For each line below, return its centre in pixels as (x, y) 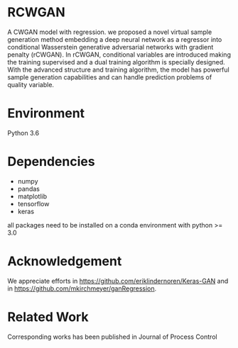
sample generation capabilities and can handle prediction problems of (110, 77)
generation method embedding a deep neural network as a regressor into (115, 39)
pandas (29, 189)
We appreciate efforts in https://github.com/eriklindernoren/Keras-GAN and (118, 281)
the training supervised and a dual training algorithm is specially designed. (116, 62)
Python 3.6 (23, 133)
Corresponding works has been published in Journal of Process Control (113, 337)
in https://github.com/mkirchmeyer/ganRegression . (82, 288)
